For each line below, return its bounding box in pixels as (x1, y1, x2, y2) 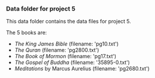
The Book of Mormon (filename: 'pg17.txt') (14, 53, 117, 60)
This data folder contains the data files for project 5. (6, 18, 132, 25)
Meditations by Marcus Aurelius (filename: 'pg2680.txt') (14, 65, 150, 72)
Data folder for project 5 (6, 5, 76, 13)
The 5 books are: (6, 29, 47, 36)
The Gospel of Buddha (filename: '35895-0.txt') (14, 59, 130, 66)
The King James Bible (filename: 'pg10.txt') (14, 40, 119, 48)
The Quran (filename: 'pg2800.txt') (14, 47, 99, 54)
